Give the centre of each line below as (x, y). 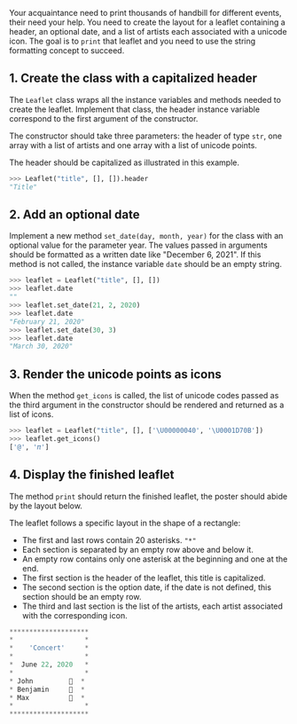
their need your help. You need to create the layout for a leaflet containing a (147, 22)
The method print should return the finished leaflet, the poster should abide (148, 496)
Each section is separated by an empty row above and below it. (138, 549)
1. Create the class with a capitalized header (133, 79)
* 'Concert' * (49, 648)
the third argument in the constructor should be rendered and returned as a (147, 405)
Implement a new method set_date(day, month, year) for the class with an (146, 236)
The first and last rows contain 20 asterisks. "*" (109, 539)
